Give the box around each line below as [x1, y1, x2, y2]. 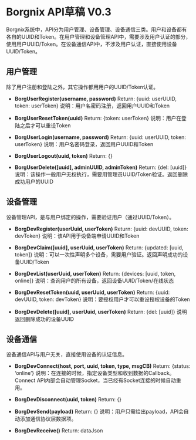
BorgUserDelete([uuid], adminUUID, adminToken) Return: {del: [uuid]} [14, 164, 187, 171]
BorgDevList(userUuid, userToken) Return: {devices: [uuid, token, [14, 270, 176, 277]
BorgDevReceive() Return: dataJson [14, 427, 103, 434]
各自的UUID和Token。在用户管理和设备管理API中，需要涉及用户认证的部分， [6, 33, 191, 40]
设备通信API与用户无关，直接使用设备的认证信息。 [6, 351, 128, 358]
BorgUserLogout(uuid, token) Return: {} [14, 152, 113, 159]
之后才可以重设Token [19, 121, 71, 129]
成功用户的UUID [14, 178, 54, 185]
